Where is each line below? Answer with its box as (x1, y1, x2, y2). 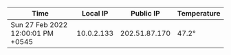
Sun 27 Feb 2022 (10, 20, 68, 29)
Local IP (81, 9, 109, 18)
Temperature (177, 9, 221, 18)
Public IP (130, 9, 160, 18)
